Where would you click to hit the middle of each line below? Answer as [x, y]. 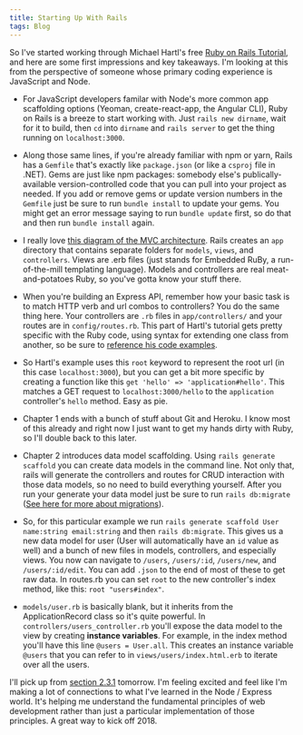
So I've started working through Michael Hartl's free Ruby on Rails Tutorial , [149, 52]
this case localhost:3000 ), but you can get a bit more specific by [143, 372]
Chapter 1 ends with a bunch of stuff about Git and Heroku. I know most [156, 418]
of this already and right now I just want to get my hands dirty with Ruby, [158, 428]
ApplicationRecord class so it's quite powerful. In [114, 616]
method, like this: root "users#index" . [93, 589]
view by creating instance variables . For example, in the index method [155, 635]
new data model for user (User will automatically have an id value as [151, 541]
